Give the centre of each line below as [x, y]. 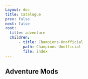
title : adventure [28, 33]
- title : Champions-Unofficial [51, 42]
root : [11, 28]
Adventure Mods [32, 71]
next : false [17, 24]
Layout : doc [17, 10]
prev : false [17, 19]
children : [20, 38]
